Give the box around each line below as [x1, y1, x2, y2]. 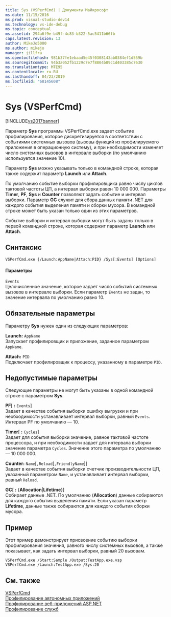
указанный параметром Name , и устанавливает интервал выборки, [5, 472, 150, 478]
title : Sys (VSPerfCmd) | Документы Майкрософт [5, 7, 109, 13]
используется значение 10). [5, 155, 66, 161]
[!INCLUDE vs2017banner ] [5, 118, 60, 124]
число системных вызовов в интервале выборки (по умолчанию [5, 150, 146, 156]
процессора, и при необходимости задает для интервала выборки [5, 440, 152, 446]
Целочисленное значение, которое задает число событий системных [5, 283, 157, 289]
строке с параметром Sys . [5, 393, 64, 399]
